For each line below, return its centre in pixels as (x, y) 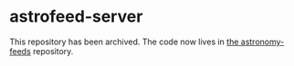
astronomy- (262, 42)
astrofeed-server (76, 17)
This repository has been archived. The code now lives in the (124, 42)
